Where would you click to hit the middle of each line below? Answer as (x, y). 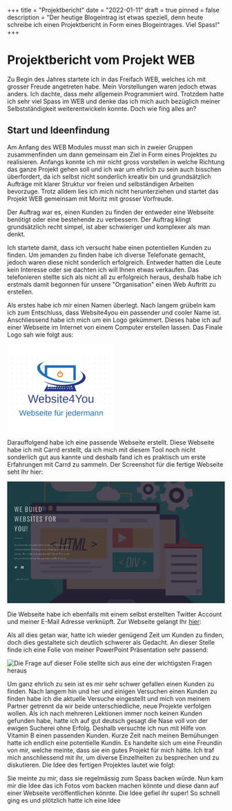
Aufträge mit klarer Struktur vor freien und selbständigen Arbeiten (101, 184)
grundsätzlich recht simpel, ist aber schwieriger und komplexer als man (109, 226)
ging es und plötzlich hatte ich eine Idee (64, 801)
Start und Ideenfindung (58, 131)
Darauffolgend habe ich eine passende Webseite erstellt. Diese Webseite (111, 442)
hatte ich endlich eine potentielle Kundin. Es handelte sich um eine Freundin (115, 743)
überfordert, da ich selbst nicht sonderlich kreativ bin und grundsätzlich (109, 177)
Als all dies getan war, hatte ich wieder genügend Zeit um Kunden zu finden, (116, 635)
